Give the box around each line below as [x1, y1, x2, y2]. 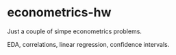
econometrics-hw [7, 5, 112, 20]
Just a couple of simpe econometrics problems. [7, 27, 142, 35]
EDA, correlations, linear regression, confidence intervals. [7, 40, 170, 48]
